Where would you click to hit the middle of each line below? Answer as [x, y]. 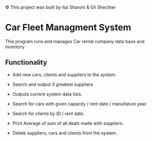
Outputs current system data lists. [47, 94]
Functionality [26, 62]
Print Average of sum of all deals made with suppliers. [68, 123]
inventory [15, 47]
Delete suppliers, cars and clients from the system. [65, 133]
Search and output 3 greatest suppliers [53, 84]
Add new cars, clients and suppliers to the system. [64, 74]
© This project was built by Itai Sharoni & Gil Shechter [60, 7]
